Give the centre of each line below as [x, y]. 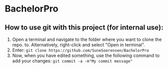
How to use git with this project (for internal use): [84, 27]
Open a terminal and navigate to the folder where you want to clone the [87, 39]
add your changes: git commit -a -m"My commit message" [72, 61]
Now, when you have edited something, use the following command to [86, 55]
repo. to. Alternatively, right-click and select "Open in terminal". [79, 45]
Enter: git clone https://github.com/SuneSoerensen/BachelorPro [80, 50]
